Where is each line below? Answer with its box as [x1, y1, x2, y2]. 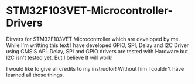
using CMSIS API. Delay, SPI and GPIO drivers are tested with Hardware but [6, 48, 189, 54]
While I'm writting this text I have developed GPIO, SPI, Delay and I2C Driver [6, 42, 189, 49]
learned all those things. [6, 71, 64, 78]
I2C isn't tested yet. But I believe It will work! [6, 54, 113, 61]
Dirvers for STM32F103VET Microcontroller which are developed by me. [6, 35, 180, 42]
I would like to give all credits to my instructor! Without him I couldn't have [6, 65, 184, 72]
